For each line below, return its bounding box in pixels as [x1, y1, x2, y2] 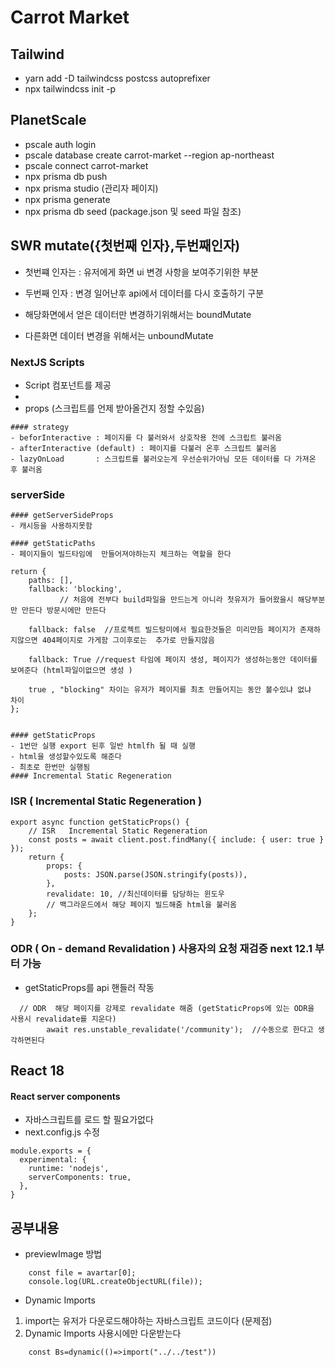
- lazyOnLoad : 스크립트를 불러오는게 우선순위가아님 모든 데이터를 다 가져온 [10, 454, 317, 464]
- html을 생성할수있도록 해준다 [10, 752, 122, 762]
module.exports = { [10, 1146, 92, 1156]
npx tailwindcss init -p [24, 83, 117, 95]
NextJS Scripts [10, 355, 85, 369]
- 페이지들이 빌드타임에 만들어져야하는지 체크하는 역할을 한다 [10, 549, 232, 560]
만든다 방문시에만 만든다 [21, 606, 107, 616]
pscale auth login [24, 138, 97, 150]
